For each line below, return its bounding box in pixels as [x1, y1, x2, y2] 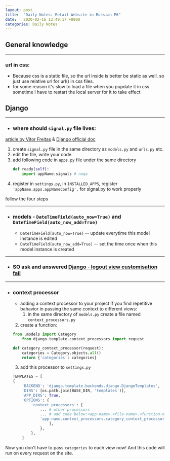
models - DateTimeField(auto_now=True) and [12, 214, 121, 221]
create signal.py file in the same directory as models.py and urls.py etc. [12, 146, 164, 152]
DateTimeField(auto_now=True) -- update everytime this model [20, 230, 150, 236]
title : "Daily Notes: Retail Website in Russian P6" [5, 12, 121, 17]
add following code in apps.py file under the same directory [12, 157, 137, 163]
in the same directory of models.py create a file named [27, 311, 141, 317]
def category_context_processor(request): [12, 345, 104, 350]
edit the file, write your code [12, 152, 72, 158]
